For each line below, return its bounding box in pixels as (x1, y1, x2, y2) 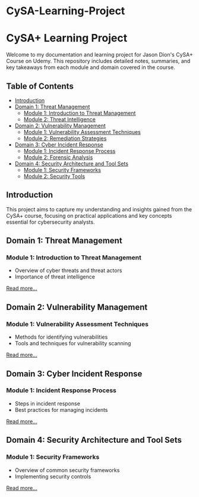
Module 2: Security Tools (23, 173, 85, 180)
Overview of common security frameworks (14, 466, 120, 474)
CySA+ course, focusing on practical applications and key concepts (6, 212, 172, 219)
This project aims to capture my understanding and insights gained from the (6, 205, 192, 212)
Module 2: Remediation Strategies (23, 135, 107, 142)
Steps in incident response (14, 400, 80, 407)
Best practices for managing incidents (14, 406, 108, 413)
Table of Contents (6, 81, 74, 91)
